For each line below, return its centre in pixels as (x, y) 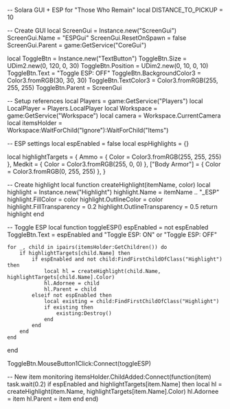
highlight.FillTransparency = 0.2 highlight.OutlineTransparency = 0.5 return (113, 207)
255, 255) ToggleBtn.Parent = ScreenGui (65, 88)
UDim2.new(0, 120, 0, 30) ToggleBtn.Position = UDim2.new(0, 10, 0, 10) (108, 66)
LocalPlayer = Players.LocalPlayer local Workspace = (82, 108)
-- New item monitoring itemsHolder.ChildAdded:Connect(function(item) (109, 377)
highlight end (26, 214)
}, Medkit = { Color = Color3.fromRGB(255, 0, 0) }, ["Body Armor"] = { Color (114, 164)
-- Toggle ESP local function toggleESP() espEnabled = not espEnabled (108, 227)
